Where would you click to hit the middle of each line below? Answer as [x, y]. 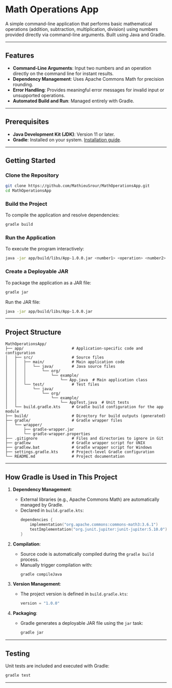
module [12, 412]
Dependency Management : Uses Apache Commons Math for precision [88, 79]
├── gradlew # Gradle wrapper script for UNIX [75, 443]
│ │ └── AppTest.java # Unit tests [67, 403]
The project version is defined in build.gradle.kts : [74, 594]
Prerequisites [27, 122]
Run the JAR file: [23, 302]
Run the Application [30, 238]
